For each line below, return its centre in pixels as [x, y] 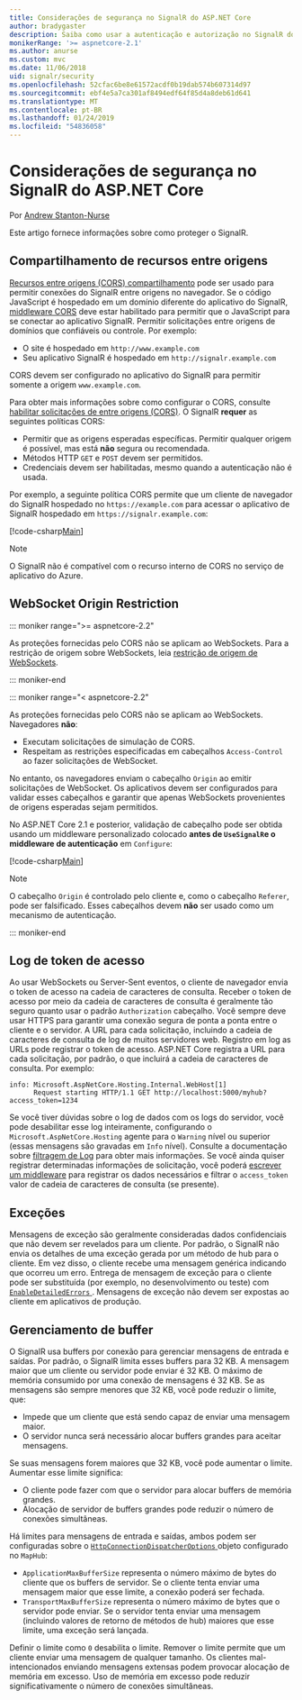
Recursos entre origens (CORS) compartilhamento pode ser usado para [142, 282]
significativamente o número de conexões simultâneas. [111, 1686]
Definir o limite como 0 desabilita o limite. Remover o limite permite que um [147, 1648]
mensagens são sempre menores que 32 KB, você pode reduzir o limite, [143, 1390]
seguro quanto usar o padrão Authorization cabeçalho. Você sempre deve [148, 1011]
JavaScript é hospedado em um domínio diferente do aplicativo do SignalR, [149, 302]
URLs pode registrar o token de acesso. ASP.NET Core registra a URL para [147, 1050]
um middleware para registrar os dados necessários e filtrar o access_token [149, 1175]
